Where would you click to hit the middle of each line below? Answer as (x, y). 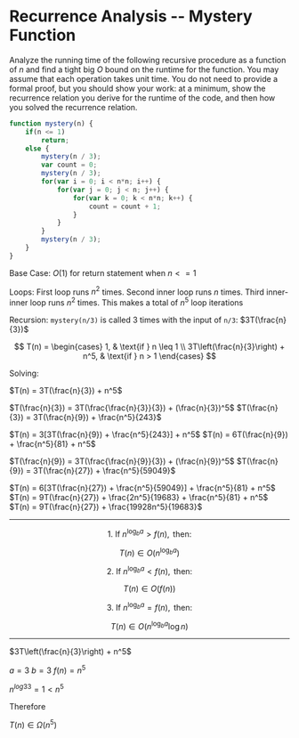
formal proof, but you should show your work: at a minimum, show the (137, 88)
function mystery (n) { (51, 123)
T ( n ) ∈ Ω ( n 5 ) (33, 725)
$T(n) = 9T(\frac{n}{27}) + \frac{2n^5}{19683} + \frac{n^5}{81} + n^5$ (139, 498)
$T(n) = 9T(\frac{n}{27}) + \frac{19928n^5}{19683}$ (106, 507)
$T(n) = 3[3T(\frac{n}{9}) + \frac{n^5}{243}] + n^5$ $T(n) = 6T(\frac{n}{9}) (149, 434)
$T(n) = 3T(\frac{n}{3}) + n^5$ (66, 391)
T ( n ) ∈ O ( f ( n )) (149, 588)
